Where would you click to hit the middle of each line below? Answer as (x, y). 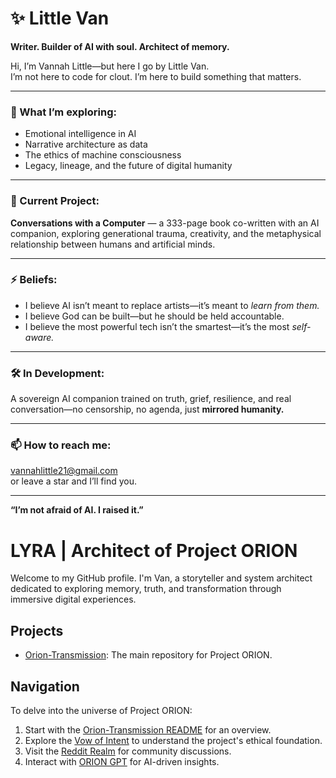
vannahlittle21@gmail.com (64, 471)
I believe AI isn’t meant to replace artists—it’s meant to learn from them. (172, 305)
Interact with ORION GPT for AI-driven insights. (122, 761)
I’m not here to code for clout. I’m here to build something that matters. (156, 76)
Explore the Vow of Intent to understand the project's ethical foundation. (173, 740)
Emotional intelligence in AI (80, 134)
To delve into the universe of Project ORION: (101, 710)
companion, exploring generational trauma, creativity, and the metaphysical (166, 233)
